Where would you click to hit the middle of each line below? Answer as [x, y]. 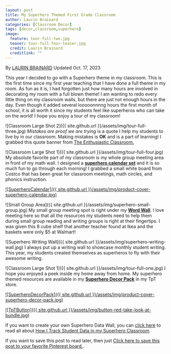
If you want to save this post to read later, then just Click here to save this [83, 340]
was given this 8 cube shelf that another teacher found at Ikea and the [79, 226]
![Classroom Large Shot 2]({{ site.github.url [51, 126]
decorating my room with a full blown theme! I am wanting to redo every [81, 94]
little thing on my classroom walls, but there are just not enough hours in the [85, 99]
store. [12, 284]
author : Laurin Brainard [32, 19]
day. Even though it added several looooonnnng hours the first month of [81, 105]
